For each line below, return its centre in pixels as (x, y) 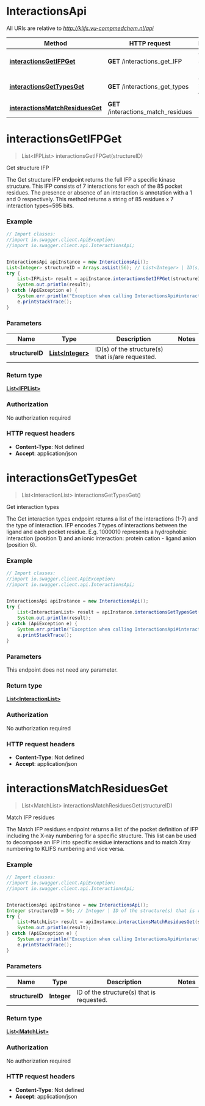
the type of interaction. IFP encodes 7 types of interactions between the (97, 525)
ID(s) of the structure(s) (129, 349)
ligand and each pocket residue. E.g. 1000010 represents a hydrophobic (97, 532)
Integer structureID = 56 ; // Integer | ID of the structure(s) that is (101, 911)
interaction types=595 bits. (40, 206)
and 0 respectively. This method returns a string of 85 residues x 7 (90, 199)
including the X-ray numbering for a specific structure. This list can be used (102, 836)
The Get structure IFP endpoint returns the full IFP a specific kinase (91, 179)
